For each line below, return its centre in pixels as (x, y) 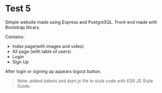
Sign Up (20, 62)
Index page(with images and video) (48, 46)
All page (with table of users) (42, 51)
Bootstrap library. (23, 27)
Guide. (24, 86)
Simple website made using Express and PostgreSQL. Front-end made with (81, 22)
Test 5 (18, 9)
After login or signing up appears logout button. (53, 71)
